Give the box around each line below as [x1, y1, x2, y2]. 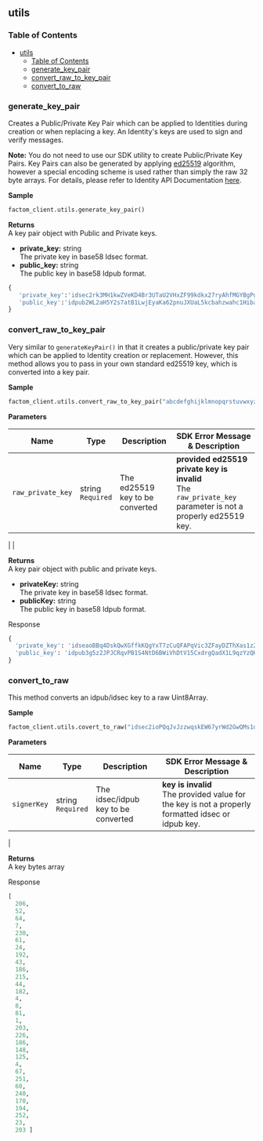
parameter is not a [175, 500, 243, 511]
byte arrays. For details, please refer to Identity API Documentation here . [8, 175, 242, 185]
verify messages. [8, 135, 64, 144]
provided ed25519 [175, 453, 248, 464]
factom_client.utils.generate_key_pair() [8, 206, 146, 214]
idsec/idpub [95, 794, 140, 805]
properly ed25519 [175, 510, 245, 521]
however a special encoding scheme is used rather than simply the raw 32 [8, 166, 248, 176]
